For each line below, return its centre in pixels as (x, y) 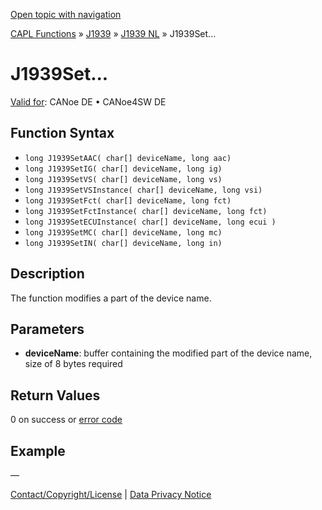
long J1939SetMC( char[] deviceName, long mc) (123, 232)
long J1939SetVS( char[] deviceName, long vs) (123, 179)
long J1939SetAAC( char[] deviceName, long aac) (128, 158)
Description (47, 274)
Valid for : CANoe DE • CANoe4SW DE (88, 101)
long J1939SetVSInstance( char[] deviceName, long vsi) (143, 190)
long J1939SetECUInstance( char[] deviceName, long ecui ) (150, 222)
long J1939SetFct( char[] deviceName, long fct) (128, 200)
